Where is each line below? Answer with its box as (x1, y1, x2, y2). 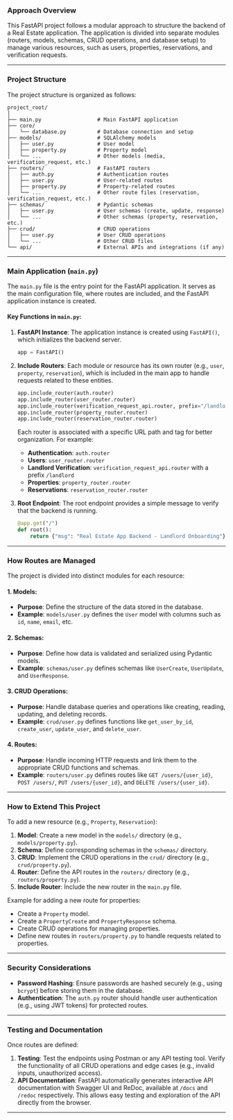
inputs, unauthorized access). (17, 1069, 103, 1077)
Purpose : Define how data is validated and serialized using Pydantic (17, 649, 213, 658)
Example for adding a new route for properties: (7, 896, 141, 905)
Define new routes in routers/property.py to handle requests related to (17, 932, 221, 940)
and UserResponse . (17, 671, 69, 679)
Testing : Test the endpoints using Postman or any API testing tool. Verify (17, 1054, 225, 1062)
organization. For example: (17, 435, 94, 444)
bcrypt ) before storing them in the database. (17, 986, 144, 994)
